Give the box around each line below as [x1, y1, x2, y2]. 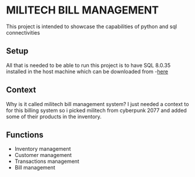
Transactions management [14, 158, 79, 165]
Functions [6, 130, 44, 139]
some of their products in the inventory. [6, 113, 102, 120]
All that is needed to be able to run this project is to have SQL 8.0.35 [6, 62, 171, 69]
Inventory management [14, 145, 72, 152]
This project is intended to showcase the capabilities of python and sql [6, 23, 177, 30]
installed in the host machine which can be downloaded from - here [6, 68, 169, 75]
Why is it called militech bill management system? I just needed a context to [6, 100, 189, 107]
